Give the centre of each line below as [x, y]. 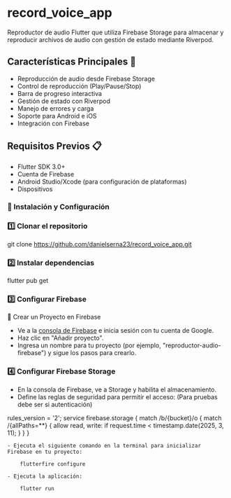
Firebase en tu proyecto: [45, 452]
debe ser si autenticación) [55, 404]
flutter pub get [28, 281]
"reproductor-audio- [192, 345]
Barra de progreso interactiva [60, 93]
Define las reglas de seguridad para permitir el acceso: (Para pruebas [117, 396]
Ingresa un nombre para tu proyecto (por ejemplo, [89, 345]
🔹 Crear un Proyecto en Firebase [54, 317]
